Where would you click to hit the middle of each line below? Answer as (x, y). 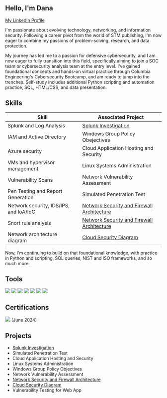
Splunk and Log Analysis (37, 125)
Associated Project (121, 117)
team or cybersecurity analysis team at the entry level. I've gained (73, 66)
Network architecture (33, 234)
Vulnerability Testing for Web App (47, 390)
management (23, 168)
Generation (21, 197)
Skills (14, 103)
